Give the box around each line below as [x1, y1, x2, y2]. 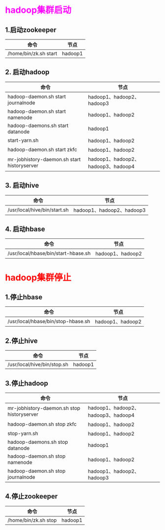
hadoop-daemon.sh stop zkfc [7, 421, 77, 428]
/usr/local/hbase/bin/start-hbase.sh [7, 250, 91, 257]
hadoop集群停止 [5, 272, 72, 283]
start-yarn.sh [7, 136, 39, 143]
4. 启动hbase [5, 225, 45, 233]
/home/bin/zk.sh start [7, 50, 57, 57]
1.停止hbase [5, 293, 43, 301]
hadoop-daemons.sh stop [7, 439, 68, 446]
